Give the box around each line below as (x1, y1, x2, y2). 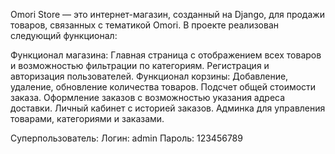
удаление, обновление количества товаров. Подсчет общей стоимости (10, 81, 317, 93)
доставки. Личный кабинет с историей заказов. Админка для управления (10, 102, 326, 114)
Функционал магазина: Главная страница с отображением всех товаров (10, 49, 322, 61)
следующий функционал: (10, 30, 118, 41)
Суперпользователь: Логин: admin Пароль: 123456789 (10, 132, 243, 144)
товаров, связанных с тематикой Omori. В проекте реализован (10, 19, 279, 31)
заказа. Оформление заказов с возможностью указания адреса (10, 92, 286, 103)
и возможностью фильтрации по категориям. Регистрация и (10, 60, 270, 71)
